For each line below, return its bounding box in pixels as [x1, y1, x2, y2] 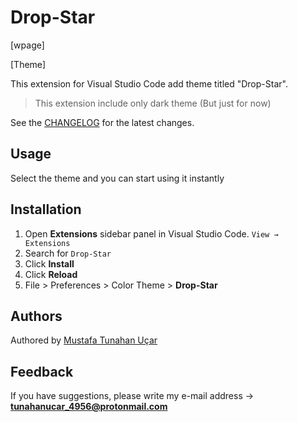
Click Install [24, 257, 75, 270]
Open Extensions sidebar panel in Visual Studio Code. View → [24, 227, 279, 240]
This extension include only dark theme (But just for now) [34, 97, 272, 109]
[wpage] [10, 39, 45, 51]
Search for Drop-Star [24, 247, 112, 259]
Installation [10, 201, 82, 218]
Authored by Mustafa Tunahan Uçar [10, 334, 158, 346]
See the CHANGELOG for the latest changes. [10, 116, 195, 128]
